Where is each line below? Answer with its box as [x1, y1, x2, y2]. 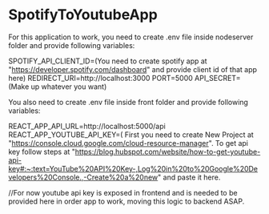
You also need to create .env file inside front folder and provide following [8, 97, 248, 107]
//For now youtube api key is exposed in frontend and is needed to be [8, 188, 238, 197]
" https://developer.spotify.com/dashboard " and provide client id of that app [8, 64, 258, 74]
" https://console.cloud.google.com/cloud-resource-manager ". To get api [8, 138, 248, 147]
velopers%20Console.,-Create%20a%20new [8, 172, 159, 182]
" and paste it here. [157, 172, 221, 182]
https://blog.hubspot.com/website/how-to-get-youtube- [74, 147, 261, 156]
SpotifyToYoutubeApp [8, 6, 158, 24]
